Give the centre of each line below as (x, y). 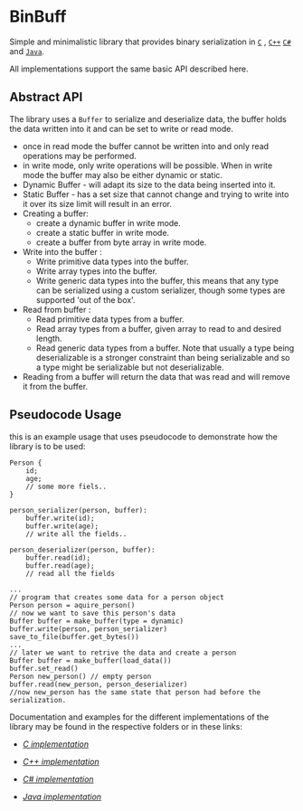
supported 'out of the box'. (85, 299)
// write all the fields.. (76, 534)
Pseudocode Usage (66, 415)
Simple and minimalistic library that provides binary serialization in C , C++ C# (150, 42)
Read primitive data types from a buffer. (110, 319)
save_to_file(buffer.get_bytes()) (75, 637)
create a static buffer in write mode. (103, 232)
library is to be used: (47, 446)
